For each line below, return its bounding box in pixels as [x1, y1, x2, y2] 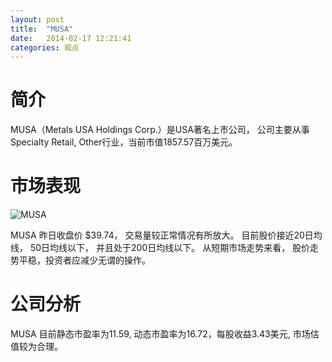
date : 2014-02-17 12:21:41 [10, 33, 132, 43]
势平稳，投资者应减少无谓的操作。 [10, 254, 151, 266]
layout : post [10, 14, 65, 25]
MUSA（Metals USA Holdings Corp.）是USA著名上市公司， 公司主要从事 [10, 124, 310, 136]
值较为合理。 [10, 341, 63, 353]
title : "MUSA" [10, 24, 74, 34]
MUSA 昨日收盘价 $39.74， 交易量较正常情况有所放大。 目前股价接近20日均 [10, 229, 323, 241]
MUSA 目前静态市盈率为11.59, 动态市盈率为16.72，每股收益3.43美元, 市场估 [10, 328, 320, 340]
